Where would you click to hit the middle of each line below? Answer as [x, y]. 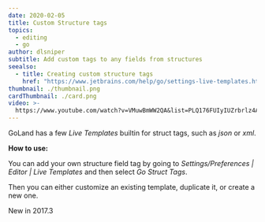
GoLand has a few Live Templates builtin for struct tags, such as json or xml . [132, 133]
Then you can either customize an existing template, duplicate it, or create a [131, 187]
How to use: [28, 148]
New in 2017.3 [31, 211]
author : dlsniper [37, 52]
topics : [21, 30]
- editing [31, 37]
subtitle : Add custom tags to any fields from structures [105, 60]
